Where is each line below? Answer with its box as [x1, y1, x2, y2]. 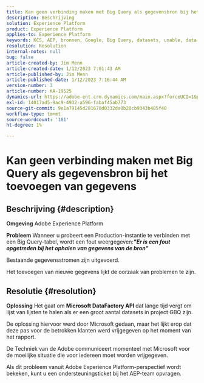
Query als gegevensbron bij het [6, 167, 168, 180]
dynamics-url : [6, 94, 42, 100]
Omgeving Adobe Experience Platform [6, 220, 103, 227]
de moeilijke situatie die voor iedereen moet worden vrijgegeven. [6, 351, 168, 359]
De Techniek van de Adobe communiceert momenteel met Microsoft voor [6, 345, 190, 352]
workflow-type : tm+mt [6, 111, 61, 117]
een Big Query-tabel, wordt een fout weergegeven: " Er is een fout [6, 238, 171, 245]
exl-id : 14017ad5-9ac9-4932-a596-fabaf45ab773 [6, 99, 126, 105]
